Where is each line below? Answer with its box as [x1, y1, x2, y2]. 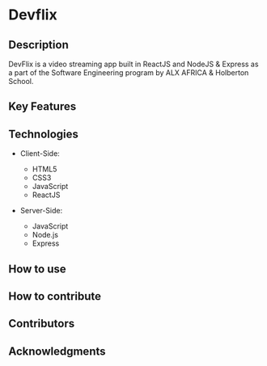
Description [8, 38, 69, 52]
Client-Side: [19, 149, 61, 158]
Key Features [8, 99, 77, 114]
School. [8, 77, 34, 86]
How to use [8, 262, 66, 276]
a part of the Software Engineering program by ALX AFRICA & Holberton [8, 68, 249, 78]
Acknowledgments [8, 344, 107, 358]
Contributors [8, 317, 75, 330]
